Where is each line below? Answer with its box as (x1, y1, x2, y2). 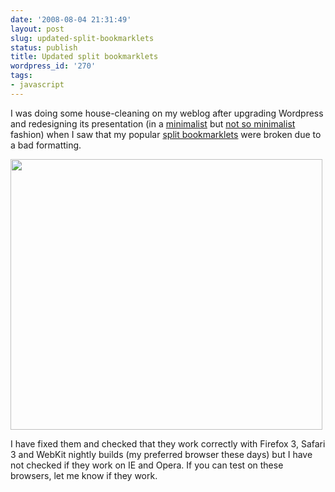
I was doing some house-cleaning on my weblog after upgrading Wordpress (10, 107, 324, 119)
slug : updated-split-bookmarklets (10, 33, 155, 43)
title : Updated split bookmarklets (10, 52, 159, 62)
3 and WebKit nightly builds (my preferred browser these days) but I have (10, 448, 313, 460)
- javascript (10, 80, 65, 90)
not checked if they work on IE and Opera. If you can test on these (10, 459, 284, 471)
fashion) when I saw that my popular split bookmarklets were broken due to (10, 128, 322, 140)
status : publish (10, 42, 78, 53)
